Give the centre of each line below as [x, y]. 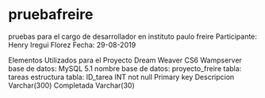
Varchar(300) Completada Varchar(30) [71, 85]
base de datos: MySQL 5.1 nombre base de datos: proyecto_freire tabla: [125, 68]
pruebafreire [51, 15]
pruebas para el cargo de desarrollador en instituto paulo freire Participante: [133, 36]
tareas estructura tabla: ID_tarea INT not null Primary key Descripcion [121, 77]
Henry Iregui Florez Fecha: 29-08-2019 [72, 44]
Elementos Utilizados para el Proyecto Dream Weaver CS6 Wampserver [125, 60]
